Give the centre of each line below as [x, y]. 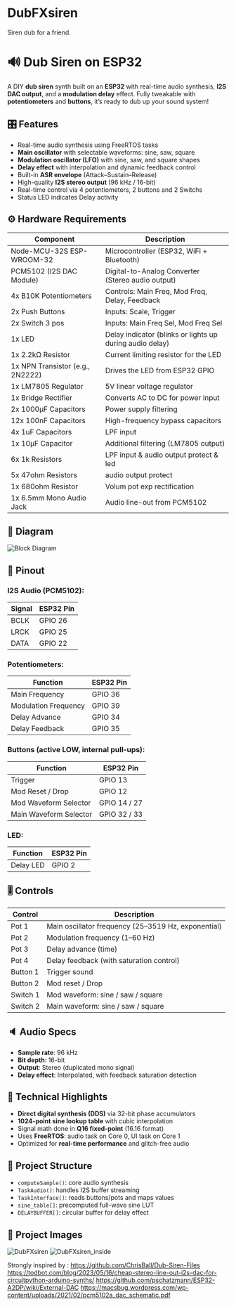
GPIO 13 [113, 780]
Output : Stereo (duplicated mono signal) [76, 1067]
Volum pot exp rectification [150, 486]
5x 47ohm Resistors [44, 474]
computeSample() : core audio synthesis [73, 1183]
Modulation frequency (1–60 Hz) [101, 938]
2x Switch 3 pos [38, 323]
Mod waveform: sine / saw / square [105, 995]
